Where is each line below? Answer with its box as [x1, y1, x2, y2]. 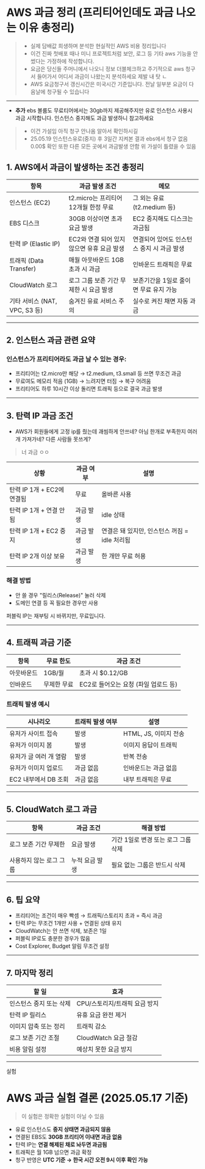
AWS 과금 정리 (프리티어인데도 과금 [6, 5, 174, 20]
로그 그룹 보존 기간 [68, 276, 119, 285]
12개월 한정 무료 [68, 203, 114, 211]
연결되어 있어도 [132, 235, 174, 243]
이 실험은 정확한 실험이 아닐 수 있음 [21, 1113, 105, 1120]
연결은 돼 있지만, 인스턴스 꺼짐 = [101, 526, 189, 535]
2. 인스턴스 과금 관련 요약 [6, 335, 96, 346]
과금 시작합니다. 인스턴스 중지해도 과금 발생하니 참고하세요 [15, 114, 154, 122]
